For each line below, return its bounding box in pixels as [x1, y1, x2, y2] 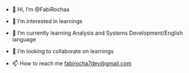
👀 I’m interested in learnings [12, 18, 83, 24]
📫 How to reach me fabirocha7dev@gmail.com [12, 60, 132, 67]
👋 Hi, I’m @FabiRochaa [12, 6, 70, 13]
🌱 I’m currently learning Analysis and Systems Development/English [12, 29, 183, 36]
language [12, 36, 36, 43]
